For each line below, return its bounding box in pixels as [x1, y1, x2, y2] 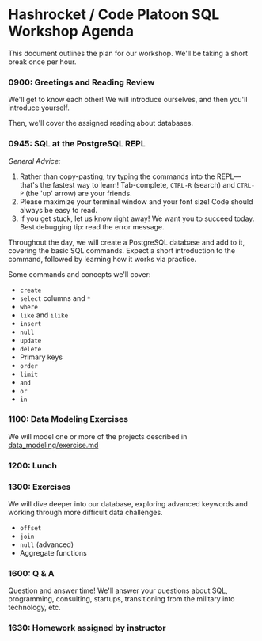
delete [19, 345, 42, 353]
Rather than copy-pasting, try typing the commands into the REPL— [19, 172, 241, 181]
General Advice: [8, 156, 61, 165]
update [19, 336, 42, 345]
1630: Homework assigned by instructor [8, 623, 166, 634]
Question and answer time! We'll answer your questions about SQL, [8, 586, 228, 595]
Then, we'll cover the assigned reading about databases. [8, 119, 194, 128]
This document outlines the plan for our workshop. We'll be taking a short [8, 48, 248, 58]
